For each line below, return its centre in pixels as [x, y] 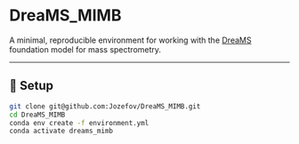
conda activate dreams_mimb [61, 131]
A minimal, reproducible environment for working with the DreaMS [130, 40]
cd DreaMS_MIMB [37, 115]
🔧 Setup [32, 86]
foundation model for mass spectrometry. [85, 49]
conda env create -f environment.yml [79, 123]
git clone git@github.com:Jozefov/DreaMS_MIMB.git [105, 106]
